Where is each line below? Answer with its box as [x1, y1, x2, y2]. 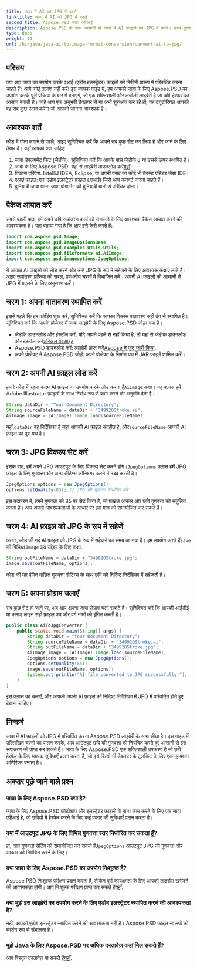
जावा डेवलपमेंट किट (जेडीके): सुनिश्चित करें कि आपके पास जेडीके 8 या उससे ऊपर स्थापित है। [14, 156, 190, 163]
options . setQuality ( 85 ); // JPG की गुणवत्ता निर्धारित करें [6, 486, 128, 493]
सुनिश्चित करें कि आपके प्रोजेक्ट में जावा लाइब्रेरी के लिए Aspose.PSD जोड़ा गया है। [6, 319, 163, 326]
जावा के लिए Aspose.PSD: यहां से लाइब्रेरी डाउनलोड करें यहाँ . [14, 163, 132, 170]
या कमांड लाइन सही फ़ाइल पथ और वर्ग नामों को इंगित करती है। [6, 611, 122, 618]
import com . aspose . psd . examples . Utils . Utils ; [6, 245, 119, 251]
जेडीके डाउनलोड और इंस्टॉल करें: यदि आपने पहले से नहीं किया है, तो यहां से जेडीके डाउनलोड [14, 331, 186, 338]
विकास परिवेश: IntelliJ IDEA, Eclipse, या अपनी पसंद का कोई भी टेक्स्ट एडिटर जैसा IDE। [14, 170, 190, 177]
